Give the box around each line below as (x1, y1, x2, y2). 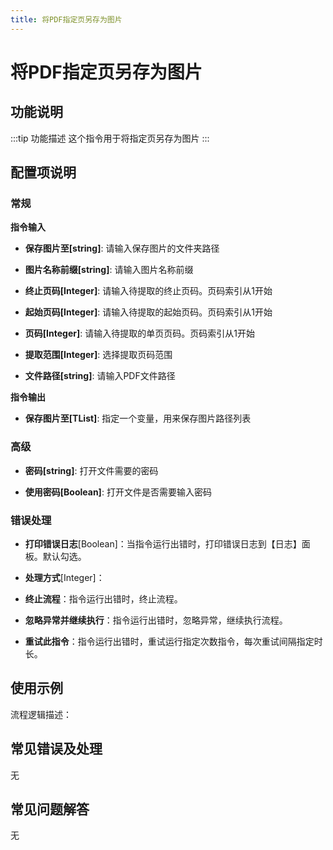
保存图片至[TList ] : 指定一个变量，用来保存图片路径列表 (24, 412, 252, 425)
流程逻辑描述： (10, 708, 72, 720)
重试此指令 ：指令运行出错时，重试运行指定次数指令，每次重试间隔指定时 (24, 635, 323, 647)
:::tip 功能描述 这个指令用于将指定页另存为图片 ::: (10, 132, 210, 144)
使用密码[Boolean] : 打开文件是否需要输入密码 (24, 486, 212, 498)
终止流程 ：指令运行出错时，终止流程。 (24, 592, 183, 605)
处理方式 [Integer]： (24, 571, 105, 583)
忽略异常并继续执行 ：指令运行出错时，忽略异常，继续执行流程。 (24, 614, 288, 626)
